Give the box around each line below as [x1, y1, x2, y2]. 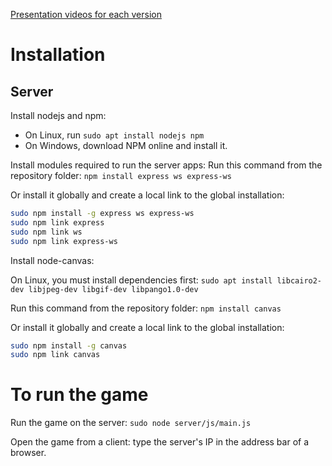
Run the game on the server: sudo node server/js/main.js [10, 417, 252, 429]
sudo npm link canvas [10, 350, 101, 360]
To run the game [10, 384, 149, 406]
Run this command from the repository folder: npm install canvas [10, 302, 282, 314]
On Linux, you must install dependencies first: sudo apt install [10, 274, 273, 286]
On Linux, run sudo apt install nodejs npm [24, 129, 205, 141]
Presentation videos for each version [10, 9, 162, 20]
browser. [10, 447, 47, 459]
